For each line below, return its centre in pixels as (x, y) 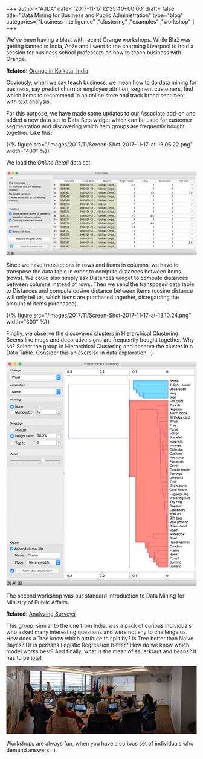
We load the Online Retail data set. (49, 162)
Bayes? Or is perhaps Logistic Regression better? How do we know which (98, 645)
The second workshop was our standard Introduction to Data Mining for (95, 596)
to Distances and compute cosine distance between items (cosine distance (100, 290)
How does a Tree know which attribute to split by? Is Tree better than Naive (100, 639)
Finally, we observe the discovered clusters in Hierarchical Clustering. (93, 333)
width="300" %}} (28, 321)
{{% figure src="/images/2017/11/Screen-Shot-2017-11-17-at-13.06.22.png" (100, 144)
